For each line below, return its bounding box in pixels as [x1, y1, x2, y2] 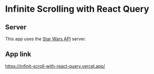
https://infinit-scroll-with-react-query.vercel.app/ [5, 63, 105, 69]
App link [5, 50, 31, 58]
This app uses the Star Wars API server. [5, 36, 86, 42]
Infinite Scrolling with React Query [5, 3, 150, 15]
